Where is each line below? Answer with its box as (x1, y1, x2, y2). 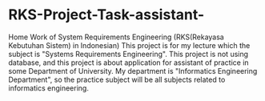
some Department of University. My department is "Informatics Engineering (8, 66, 258, 75)
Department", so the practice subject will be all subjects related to (8, 75, 226, 84)
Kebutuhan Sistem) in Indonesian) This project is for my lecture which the (8, 40, 251, 50)
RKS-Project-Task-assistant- (8, 6, 205, 24)
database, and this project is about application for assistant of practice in (8, 58, 250, 67)
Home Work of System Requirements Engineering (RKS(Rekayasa (8, 32, 224, 42)
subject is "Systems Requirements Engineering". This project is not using (8, 49, 249, 59)
